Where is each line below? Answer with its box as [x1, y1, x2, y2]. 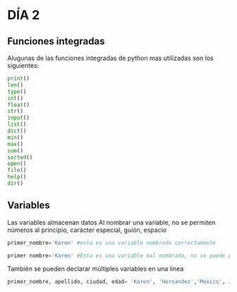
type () [7, 88, 27, 95]
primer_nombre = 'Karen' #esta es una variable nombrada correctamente [7, 239, 217, 246]
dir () [7, 180, 23, 187]
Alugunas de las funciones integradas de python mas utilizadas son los [7, 54, 214, 62]
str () [7, 108, 23, 115]
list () [7, 121, 27, 128]
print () [7, 75, 30, 82]
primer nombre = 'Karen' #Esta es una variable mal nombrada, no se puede [7, 252, 226, 259]
